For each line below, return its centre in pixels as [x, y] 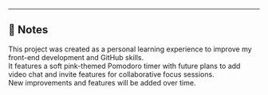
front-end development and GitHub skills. [76, 57]
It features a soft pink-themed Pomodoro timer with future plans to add [124, 66]
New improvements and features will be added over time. [102, 82]
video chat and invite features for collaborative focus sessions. [111, 74]
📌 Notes [28, 30]
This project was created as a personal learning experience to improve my [130, 49]
